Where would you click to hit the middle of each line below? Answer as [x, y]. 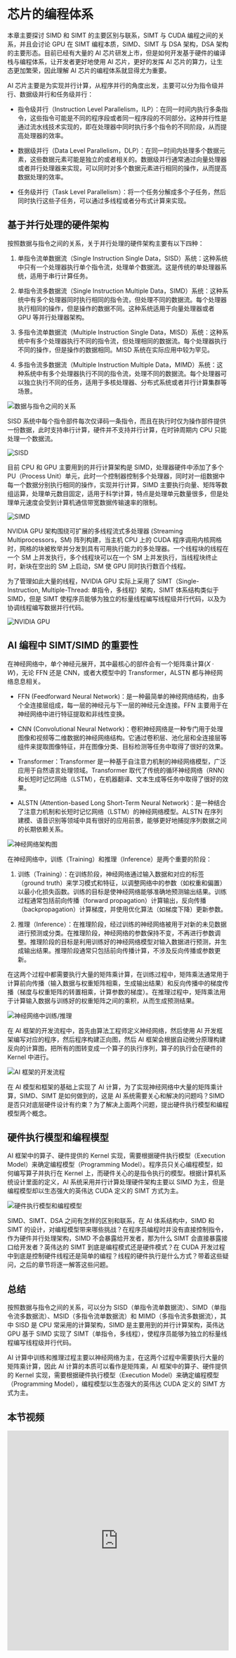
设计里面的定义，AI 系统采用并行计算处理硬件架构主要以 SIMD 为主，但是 [119, 1182]
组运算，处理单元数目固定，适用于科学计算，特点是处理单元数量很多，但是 [115, 493]
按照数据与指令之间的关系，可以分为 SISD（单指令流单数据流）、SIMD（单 [114, 1308]
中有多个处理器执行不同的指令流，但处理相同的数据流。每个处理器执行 [125, 341]
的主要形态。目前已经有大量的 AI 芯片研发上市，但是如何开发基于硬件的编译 [117, 53]
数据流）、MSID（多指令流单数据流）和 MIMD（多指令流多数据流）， [123, 1316]
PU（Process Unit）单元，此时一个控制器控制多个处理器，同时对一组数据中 [116, 476]
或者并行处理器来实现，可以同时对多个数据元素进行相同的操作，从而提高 [122, 168]
